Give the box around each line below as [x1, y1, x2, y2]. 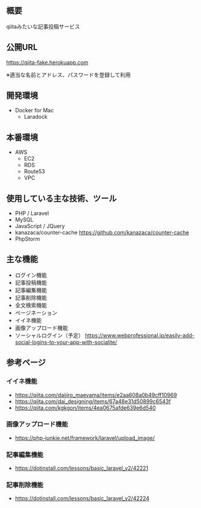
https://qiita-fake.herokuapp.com [6, 59, 88, 66]
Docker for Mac [14, 107, 54, 114]
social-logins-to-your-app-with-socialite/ [14, 338, 117, 346]
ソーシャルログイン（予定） [14, 331, 84, 339]
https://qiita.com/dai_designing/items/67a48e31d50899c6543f [14, 398, 172, 405]
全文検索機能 [14, 301, 47, 309]
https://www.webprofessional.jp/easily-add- [85, 331, 194, 339]
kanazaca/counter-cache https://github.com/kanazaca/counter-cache [14, 229, 190, 237]
